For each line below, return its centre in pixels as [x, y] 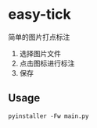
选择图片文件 [40, 53]
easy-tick [40, 14]
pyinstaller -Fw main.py [48, 116]
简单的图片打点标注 [39, 37]
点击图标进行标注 [47, 63]
